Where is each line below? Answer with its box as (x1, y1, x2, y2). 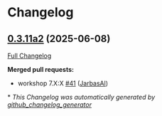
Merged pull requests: (7, 65, 75, 73)
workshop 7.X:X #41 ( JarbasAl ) (17, 79, 109, 88)
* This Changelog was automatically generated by (7, 93, 156, 101)
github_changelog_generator (7, 100, 92, 109)
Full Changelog (7, 51, 52, 60)
